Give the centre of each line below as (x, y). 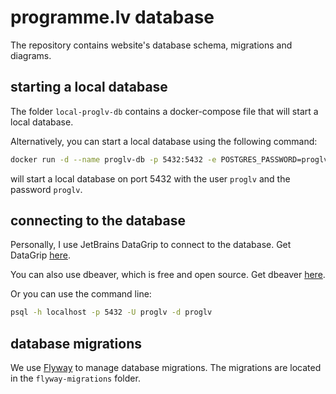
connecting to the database (98, 221)
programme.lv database (112, 17)
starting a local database (89, 87)
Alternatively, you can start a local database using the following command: (164, 141)
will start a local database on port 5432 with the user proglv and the (150, 178)
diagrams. (31, 55)
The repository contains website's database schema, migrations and (151, 45)
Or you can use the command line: (81, 294)
